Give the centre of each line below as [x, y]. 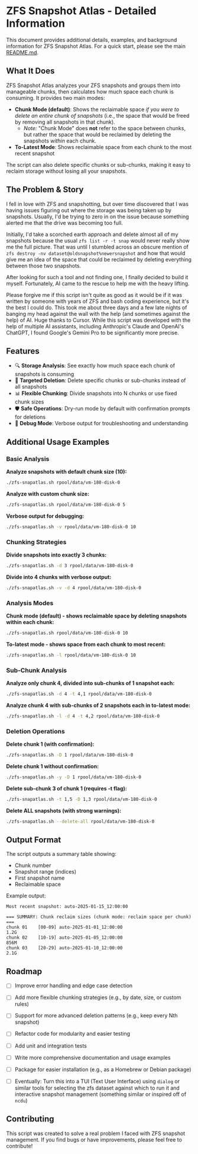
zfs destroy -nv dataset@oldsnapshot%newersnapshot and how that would [96, 253]
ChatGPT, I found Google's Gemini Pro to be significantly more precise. [92, 332]
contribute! [20, 1146]
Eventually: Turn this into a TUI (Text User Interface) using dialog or [97, 1081]
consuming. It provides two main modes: [56, 98]
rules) [22, 1004]
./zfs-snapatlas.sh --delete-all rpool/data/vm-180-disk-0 [80, 821]
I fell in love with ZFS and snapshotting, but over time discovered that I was [98, 204]
